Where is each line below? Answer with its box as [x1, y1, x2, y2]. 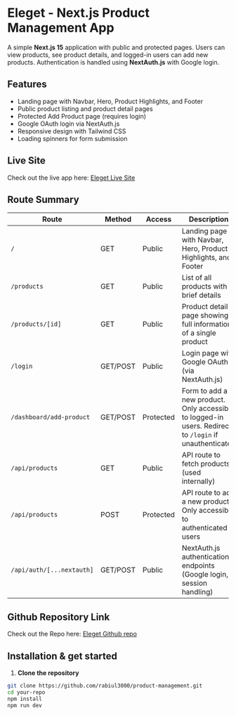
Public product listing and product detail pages [17, 104, 153, 113]
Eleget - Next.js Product [7, 5, 150, 21]
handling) [181, 587, 214, 597]
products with [181, 282, 228, 291]
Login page [181, 348, 219, 358]
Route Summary [7, 193, 79, 205]
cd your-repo [7, 688, 46, 696]
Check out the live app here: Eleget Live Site [7, 173, 136, 182]
